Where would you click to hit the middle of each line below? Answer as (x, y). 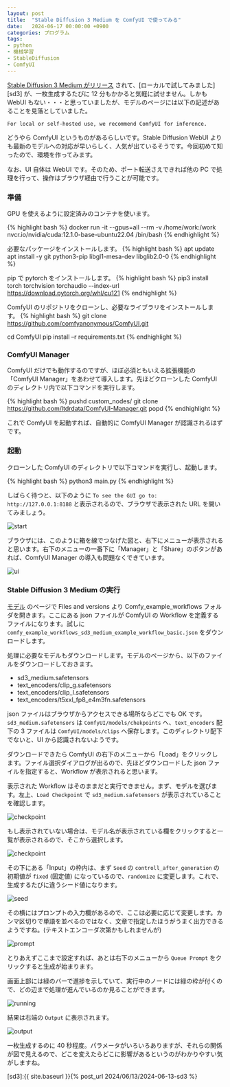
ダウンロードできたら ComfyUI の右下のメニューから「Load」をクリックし (113, 754)
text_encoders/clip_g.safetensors (64, 685)
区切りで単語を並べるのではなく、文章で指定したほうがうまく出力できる (121, 921)
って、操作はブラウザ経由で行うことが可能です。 (94, 178)
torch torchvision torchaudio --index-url (64, 285)
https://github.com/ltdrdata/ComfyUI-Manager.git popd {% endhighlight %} (114, 409)
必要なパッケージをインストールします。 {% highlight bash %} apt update (111, 249)
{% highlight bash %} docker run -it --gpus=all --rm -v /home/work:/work (112, 227)
